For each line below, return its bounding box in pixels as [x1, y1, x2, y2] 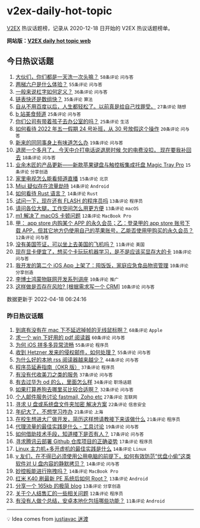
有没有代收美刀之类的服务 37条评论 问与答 [15, 371, 113, 378]
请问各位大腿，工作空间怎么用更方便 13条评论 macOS [15, 204, 139, 211]
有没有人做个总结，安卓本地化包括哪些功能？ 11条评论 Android [15, 497, 165, 504]
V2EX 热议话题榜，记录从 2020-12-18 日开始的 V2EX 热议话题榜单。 [7, 24, 174, 31]
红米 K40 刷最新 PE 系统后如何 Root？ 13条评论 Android [15, 475, 148, 482]
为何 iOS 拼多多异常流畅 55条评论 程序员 [15, 342, 109, 349]
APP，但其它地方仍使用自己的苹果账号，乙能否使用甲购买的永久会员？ [22, 227, 194, 234]
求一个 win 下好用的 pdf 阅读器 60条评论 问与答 [15, 334, 125, 341]
